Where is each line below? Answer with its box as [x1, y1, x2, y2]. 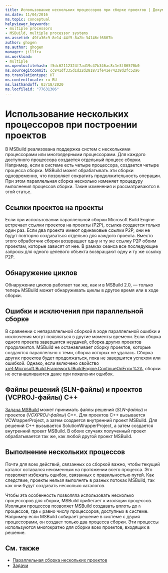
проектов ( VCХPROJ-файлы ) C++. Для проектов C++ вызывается [5, 412, 146, 418]
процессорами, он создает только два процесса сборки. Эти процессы [5, 519, 159, 525]
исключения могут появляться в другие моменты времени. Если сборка [5, 333, 161, 339]
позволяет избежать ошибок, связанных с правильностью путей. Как [5, 472, 154, 478]
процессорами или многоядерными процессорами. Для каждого [5, 152, 146, 158]
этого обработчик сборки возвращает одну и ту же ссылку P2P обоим [5, 238, 156, 244]
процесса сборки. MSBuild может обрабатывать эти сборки [5, 168, 134, 174]
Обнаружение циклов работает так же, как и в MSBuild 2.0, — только [5, 282, 153, 288]
